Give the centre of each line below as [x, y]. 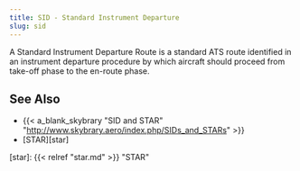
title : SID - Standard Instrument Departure [94, 18]
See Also [35, 99]
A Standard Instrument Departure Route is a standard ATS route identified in [150, 51]
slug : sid [28, 26]
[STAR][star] [46, 139]
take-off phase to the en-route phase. [80, 71]
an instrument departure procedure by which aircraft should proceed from [147, 61]
